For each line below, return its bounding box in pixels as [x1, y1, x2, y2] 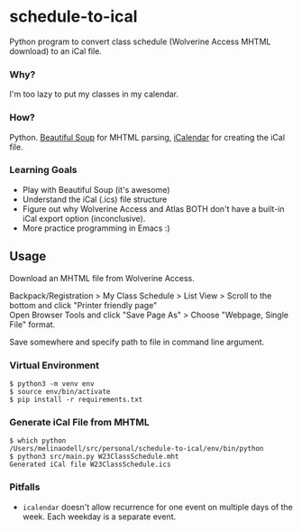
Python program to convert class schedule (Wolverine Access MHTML [9, 36, 271, 47]
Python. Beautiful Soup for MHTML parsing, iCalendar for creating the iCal [9, 132, 286, 142]
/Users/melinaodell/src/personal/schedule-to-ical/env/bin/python [9, 444, 264, 453]
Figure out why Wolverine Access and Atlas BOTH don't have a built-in [22, 203, 286, 214]
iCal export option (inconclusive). [22, 213, 146, 224]
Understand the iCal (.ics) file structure [22, 194, 168, 205]
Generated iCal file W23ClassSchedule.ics [9, 460, 171, 470]
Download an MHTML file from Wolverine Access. [9, 272, 196, 283]
